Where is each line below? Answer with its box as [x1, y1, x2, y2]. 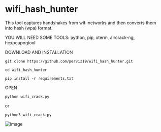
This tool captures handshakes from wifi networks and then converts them [5, 20, 157, 26]
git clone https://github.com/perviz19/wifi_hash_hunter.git [5, 59, 133, 64]
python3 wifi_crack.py [5, 112, 52, 117]
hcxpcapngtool [5, 39, 36, 45]
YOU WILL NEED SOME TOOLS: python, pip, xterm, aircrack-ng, [5, 34, 135, 40]
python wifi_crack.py [5, 94, 50, 99]
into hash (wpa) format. [5, 25, 53, 31]
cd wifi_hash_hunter [5, 67, 48, 72]
